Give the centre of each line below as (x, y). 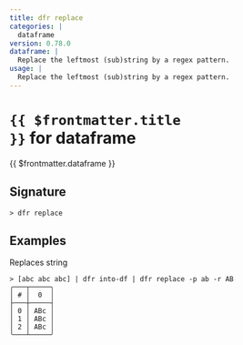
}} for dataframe (73, 138)
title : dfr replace (46, 18)
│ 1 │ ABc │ (32, 320)
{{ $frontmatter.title (95, 120)
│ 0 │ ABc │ (32, 311)
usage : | (26, 69)
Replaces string (39, 263)
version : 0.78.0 (40, 43)
